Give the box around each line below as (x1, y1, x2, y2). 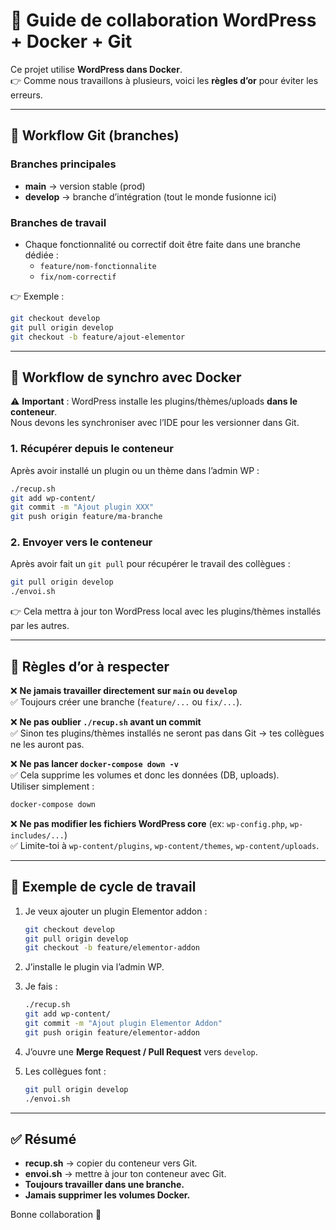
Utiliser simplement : (10, 780, 95, 793)
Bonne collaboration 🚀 (10, 1209, 102, 1221)
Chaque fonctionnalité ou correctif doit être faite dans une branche (24, 238, 302, 250)
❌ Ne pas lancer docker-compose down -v (10, 758, 179, 770)
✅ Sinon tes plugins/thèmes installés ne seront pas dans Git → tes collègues (10, 727, 325, 739)
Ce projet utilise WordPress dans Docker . (10, 63, 183, 75)
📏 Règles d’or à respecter (10, 658, 170, 675)
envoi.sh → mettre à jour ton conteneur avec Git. (24, 1168, 227, 1180)
